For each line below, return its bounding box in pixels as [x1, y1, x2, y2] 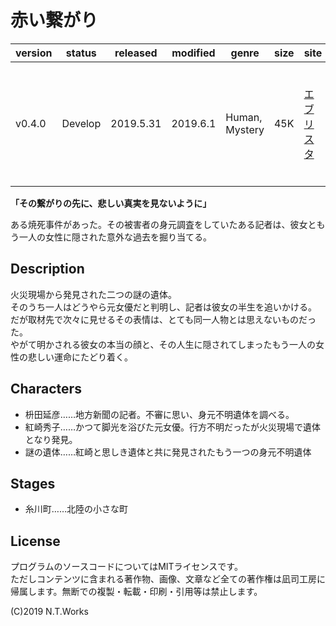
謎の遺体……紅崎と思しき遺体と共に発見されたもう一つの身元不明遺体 [24, 446, 312, 458]
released [114, 46, 158, 60]
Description [10, 261, 85, 278]
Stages [10, 475, 56, 492]
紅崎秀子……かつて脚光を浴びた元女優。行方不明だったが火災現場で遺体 [24, 421, 321, 433]
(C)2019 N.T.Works [10, 606, 89, 618]
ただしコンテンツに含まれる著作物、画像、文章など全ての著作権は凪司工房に [10, 573, 326, 585]
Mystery [225, 122, 265, 136]
